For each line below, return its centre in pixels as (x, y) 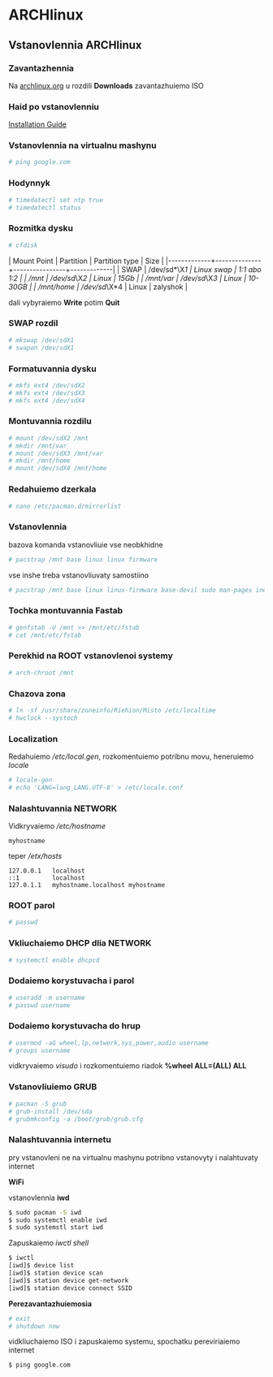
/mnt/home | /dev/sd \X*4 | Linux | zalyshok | (113, 287)
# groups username (39, 1050)
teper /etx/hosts (35, 856)
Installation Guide (37, 124)
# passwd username (39, 1005)
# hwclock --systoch (43, 718)
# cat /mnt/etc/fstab (45, 635)
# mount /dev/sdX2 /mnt (49, 438)
